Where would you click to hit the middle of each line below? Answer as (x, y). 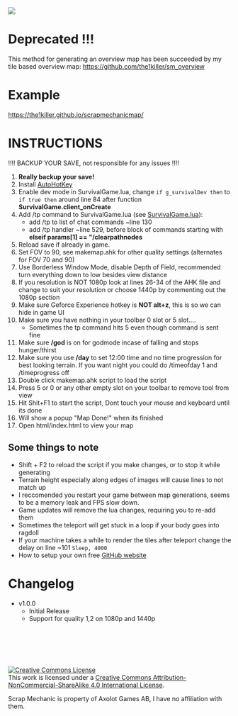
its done (30, 410)
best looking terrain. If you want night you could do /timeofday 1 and (118, 365)
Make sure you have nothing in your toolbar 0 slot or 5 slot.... (107, 320)
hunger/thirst (37, 349)
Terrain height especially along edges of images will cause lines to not (121, 480)
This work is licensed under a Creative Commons (80, 677)
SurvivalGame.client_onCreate (65, 207)
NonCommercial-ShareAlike (49, 685)
